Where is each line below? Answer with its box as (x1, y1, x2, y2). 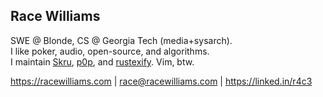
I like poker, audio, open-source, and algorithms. (10, 45, 210, 57)
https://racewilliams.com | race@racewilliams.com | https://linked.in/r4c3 (10, 75, 313, 87)
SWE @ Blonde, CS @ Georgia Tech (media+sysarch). (10, 34, 233, 46)
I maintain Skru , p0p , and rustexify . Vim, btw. (10, 55, 195, 68)
